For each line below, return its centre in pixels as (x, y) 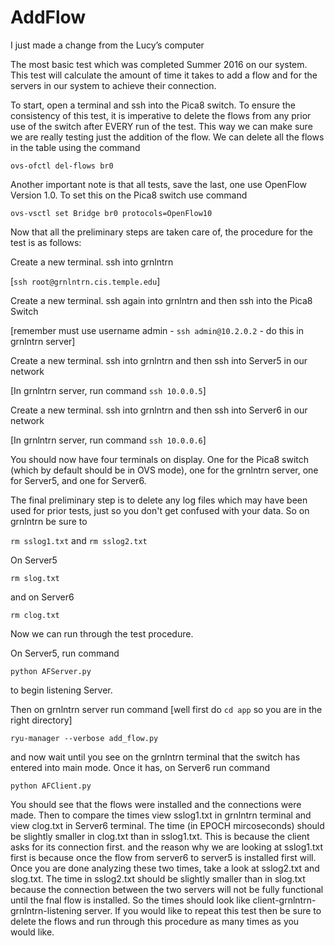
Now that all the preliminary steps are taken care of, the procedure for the (162, 232)
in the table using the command (75, 147)
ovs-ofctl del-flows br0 (62, 166)
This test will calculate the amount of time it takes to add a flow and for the (164, 75)
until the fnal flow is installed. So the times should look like (130, 900)
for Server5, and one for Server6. (78, 480)
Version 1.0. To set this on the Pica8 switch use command (129, 195)
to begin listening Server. (61, 690)
